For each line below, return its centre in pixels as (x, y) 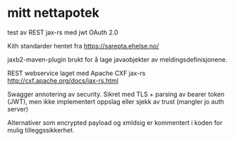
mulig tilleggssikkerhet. (41, 130)
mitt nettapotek (54, 13)
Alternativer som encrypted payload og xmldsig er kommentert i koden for (115, 122)
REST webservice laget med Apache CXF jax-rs (76, 73)
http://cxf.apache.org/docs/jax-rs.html (63, 80)
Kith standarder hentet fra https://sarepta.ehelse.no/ (83, 46)
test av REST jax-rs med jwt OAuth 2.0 (63, 32)
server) (18, 109)
